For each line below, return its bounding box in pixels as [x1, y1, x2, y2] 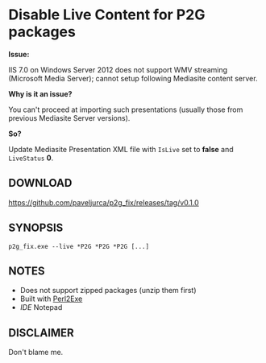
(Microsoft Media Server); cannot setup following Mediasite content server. [8, 73, 258, 83]
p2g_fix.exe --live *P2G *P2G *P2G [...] [8, 242, 150, 250]
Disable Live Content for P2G [8, 6, 206, 24]
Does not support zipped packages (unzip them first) [19, 286, 197, 295]
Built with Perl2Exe [19, 294, 83, 303]
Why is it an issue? [8, 89, 73, 98]
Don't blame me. [8, 348, 64, 357]
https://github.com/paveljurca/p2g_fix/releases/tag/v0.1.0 [8, 197, 199, 207]
